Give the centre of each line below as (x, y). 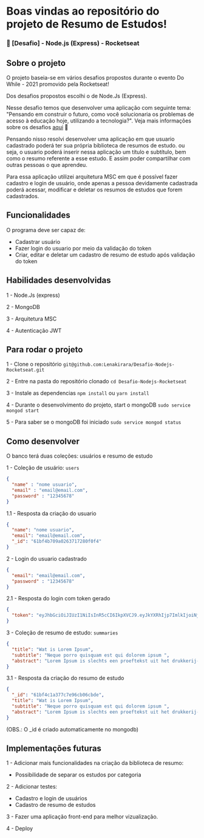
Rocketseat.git (25, 370)
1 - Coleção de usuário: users (43, 468)
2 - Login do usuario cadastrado (46, 558)
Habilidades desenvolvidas (59, 281)
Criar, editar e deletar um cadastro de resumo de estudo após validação (105, 255)
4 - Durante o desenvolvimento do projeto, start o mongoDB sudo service (99, 405)
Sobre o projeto (36, 63)
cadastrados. (23, 196)
